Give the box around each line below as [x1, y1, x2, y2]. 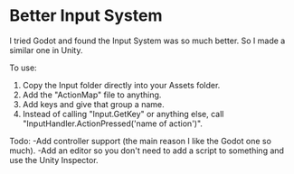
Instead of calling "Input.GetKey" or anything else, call [22, 108, 224, 119]
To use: [9, 62, 38, 73]
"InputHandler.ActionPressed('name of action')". [22, 118, 204, 129]
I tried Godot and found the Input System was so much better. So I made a [9, 35, 286, 46]
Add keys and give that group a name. [22, 98, 165, 109]
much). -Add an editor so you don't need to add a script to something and [9, 145, 285, 156]
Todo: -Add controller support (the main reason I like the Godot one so [9, 135, 271, 146]
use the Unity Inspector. [9, 154, 99, 165]
